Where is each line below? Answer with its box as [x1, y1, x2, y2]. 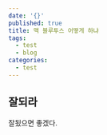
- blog [15, 49, 38, 57]
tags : [8, 34, 26, 42]
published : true [8, 19, 62, 27]
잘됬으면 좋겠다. [8, 117, 58, 128]
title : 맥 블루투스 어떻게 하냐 [8, 26, 99, 34]
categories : [8, 57, 48, 65]
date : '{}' [8, 11, 45, 20]
